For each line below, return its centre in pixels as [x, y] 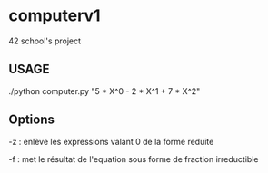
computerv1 [55, 16]
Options [32, 120]
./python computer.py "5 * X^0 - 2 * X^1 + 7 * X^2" [104, 91]
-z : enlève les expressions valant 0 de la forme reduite [111, 141]
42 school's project [45, 41]
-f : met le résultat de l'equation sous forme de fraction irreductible [134, 159]
